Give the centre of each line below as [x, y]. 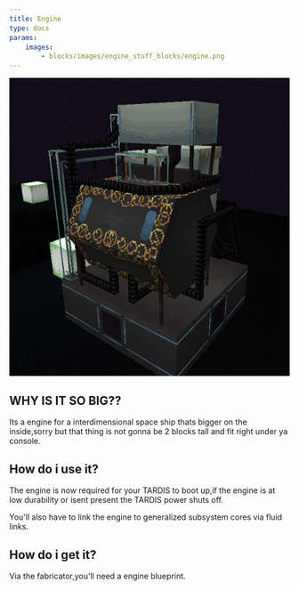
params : [24, 37]
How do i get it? [53, 555]
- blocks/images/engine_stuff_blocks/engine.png [133, 57]
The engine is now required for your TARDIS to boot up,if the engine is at [142, 490]
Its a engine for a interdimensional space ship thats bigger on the [128, 422]
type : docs [29, 28]
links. [19, 527]
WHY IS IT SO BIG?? [65, 401]
